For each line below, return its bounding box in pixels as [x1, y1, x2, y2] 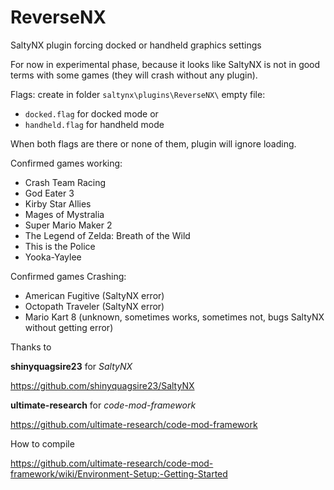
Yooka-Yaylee [24, 251, 82, 263]
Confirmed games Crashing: [10, 270, 127, 282]
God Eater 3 [24, 187, 75, 199]
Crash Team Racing [24, 176, 107, 188]
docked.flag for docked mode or [24, 107, 159, 120]
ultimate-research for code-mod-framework [10, 399, 197, 411]
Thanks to [10, 341, 52, 353]
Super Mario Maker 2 [24, 219, 113, 231]
